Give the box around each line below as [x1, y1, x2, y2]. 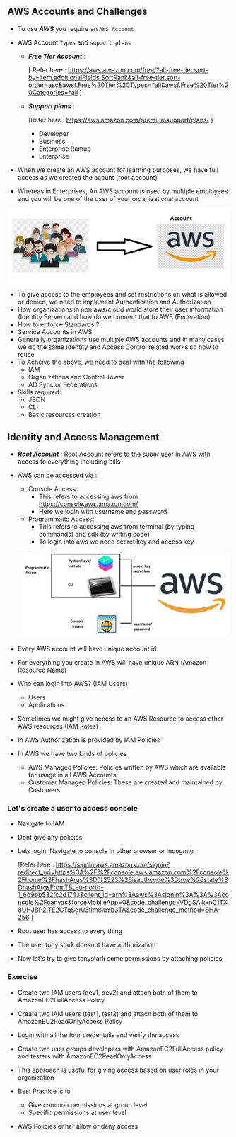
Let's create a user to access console [7, 803, 138, 813]
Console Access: [28, 485, 78, 493]
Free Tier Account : [28, 52, 86, 60]
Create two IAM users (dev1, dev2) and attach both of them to [17, 988, 198, 997]
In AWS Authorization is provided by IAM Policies [17, 736, 160, 744]
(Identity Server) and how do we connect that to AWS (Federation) [17, 313, 211, 321]
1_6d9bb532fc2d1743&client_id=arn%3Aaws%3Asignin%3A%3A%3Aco [17, 891, 230, 899]
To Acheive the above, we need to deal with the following [17, 358, 185, 367]
